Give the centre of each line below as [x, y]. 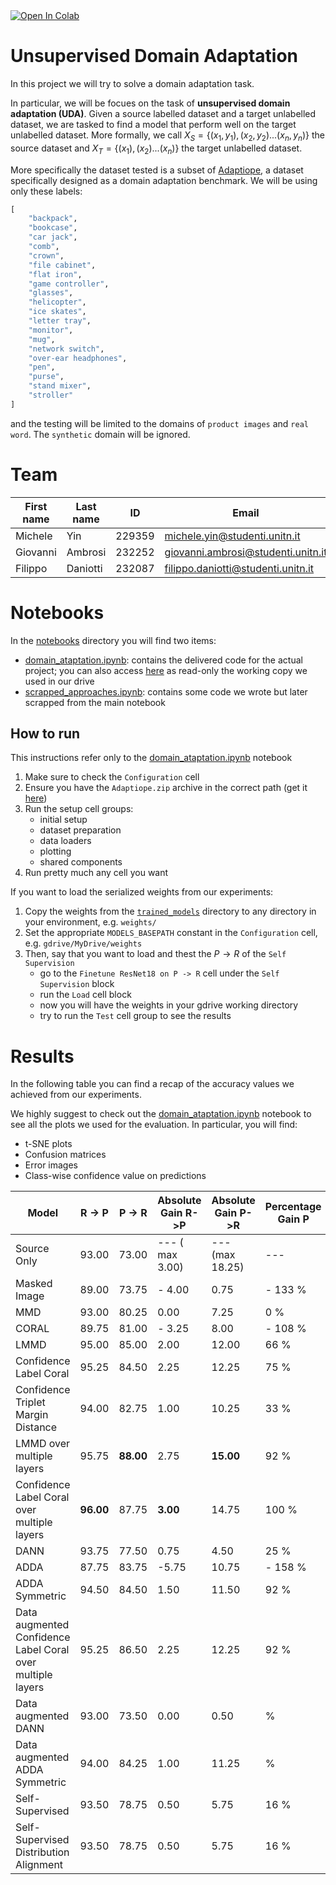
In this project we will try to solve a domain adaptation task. [132, 83]
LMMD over [43, 1444]
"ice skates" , [57, 312]
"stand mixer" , [60, 386]
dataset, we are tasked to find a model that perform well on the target [153, 124]
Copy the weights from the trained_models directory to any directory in [170, 911]
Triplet [30, 1402]
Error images [51, 1165]
